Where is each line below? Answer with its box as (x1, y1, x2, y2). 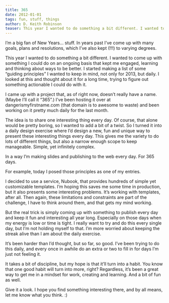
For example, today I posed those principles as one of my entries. (5, 169, 141, 175)
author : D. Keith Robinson (5, 21, 62, 27)
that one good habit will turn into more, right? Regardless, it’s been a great (5, 266, 158, 272)
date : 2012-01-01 (5, 12, 42, 17)
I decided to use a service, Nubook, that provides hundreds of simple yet (5, 178, 156, 184)
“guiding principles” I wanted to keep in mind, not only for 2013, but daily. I (5, 71, 159, 77)
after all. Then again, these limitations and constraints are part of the (5, 194, 147, 200)
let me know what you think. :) (5, 292, 68, 298)
